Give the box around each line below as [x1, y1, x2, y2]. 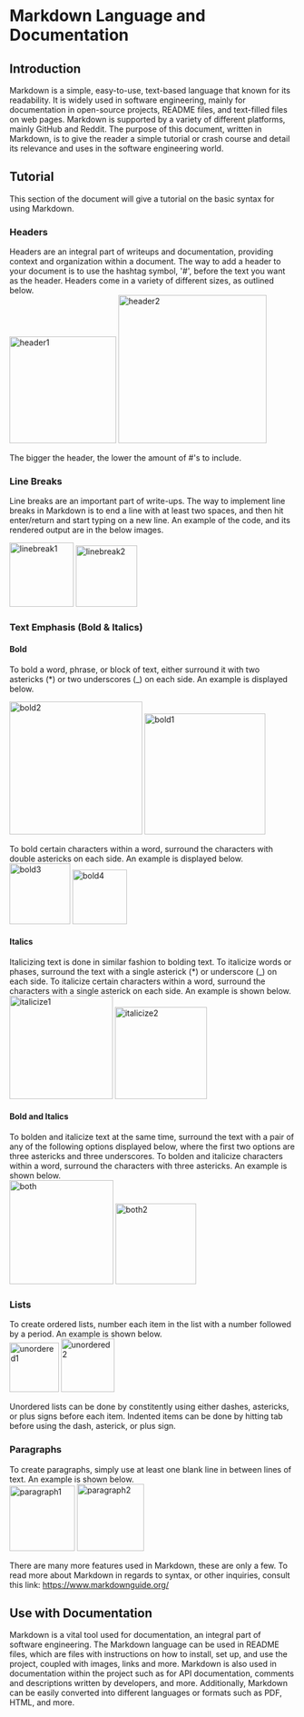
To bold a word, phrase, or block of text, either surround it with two [9, 664, 260, 675]
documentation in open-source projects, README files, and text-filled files [9, 104, 288, 114]
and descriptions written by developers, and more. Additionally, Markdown [9, 1678, 289, 1689]
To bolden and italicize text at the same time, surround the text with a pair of [9, 1131, 295, 1142]
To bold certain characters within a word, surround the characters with [9, 843, 274, 854]
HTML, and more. [9, 1697, 75, 1708]
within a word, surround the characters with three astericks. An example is [9, 1160, 288, 1171]
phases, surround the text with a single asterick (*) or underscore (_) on [9, 966, 278, 977]
